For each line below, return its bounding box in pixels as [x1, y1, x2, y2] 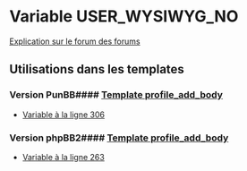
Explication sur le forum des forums [9, 36, 141, 47]
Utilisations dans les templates [9, 62, 185, 77]
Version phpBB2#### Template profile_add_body [9, 132, 229, 144]
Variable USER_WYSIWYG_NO [9, 6, 239, 27]
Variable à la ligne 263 [21, 151, 105, 162]
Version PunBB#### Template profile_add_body [9, 89, 224, 101]
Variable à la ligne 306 [21, 109, 106, 120]
